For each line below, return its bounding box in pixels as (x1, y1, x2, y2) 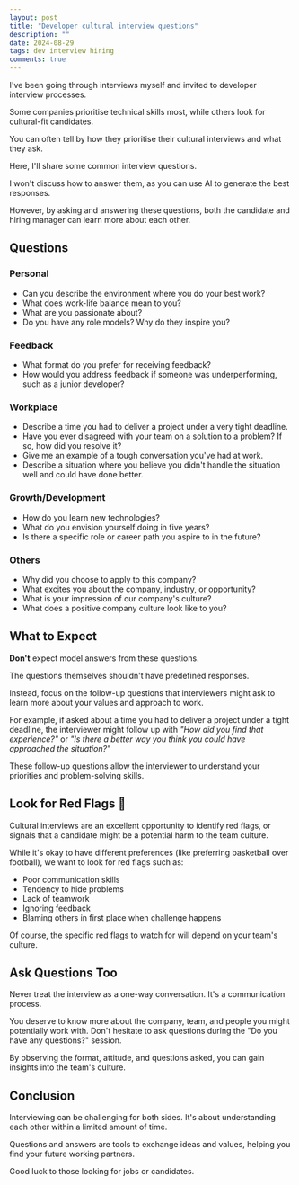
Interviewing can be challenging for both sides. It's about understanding (9, 1112, 277, 1123)
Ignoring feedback (22, 903, 92, 913)
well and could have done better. (22, 469, 144, 480)
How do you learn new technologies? (22, 512, 160, 522)
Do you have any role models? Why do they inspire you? (22, 316, 231, 327)
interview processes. (9, 89, 87, 100)
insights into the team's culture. (9, 1062, 126, 1073)
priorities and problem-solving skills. (9, 770, 145, 780)
